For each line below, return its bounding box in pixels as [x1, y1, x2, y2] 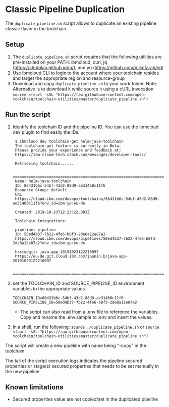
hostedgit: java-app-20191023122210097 [15, 249, 99, 255]
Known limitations [5, 383, 64, 391]
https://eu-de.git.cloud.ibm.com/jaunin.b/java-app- [15, 253, 128, 259]
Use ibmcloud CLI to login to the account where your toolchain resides [12, 70, 159, 76]
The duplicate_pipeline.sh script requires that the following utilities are [12, 54, 162, 60]
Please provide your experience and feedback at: [15, 147, 122, 152]
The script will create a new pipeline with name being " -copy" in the [5, 342, 146, 348]
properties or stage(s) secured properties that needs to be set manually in [5, 363, 159, 369]
